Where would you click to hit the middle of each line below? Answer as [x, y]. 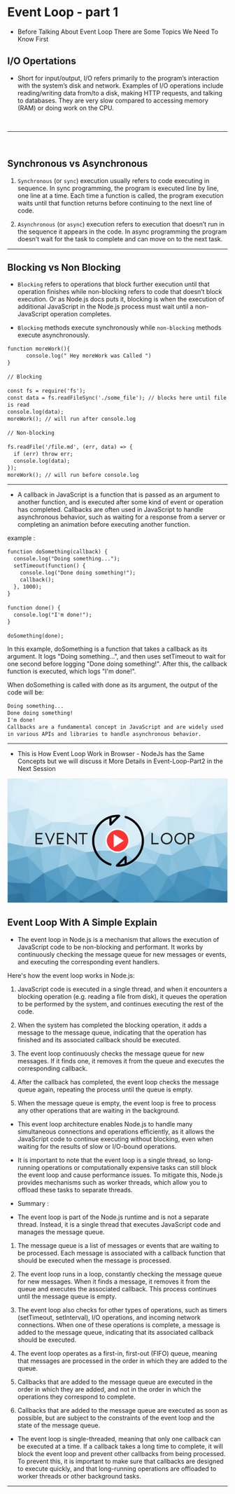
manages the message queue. [61, 1232]
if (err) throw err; [43, 454]
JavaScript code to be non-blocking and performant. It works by [110, 947]
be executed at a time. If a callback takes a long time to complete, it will [120, 1446]
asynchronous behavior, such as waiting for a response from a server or [121, 517]
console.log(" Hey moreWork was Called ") [88, 356]
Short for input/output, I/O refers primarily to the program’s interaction [118, 78]
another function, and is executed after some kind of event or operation [120, 502]
